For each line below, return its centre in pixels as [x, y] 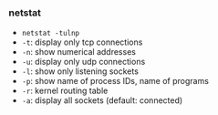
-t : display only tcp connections [82, 42]
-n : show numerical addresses [78, 52]
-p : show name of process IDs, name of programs [115, 81]
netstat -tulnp [51, 34]
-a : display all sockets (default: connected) [102, 100]
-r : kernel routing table [65, 91]
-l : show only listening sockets [80, 71]
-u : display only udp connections [83, 62]
